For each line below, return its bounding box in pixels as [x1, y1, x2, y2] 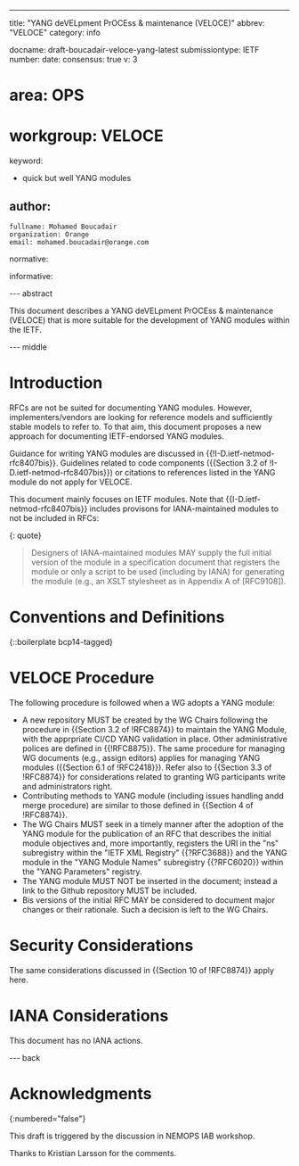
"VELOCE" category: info [9, 28, 101, 37]
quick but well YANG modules [21, 173, 132, 184]
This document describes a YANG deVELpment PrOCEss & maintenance [9, 305, 274, 316]
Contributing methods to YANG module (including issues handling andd [21, 790, 285, 801]
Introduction [9, 373, 103, 393]
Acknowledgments [9, 1083, 153, 1104]
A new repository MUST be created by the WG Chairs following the [21, 715, 269, 725]
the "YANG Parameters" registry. [21, 866, 142, 877]
